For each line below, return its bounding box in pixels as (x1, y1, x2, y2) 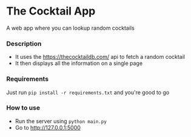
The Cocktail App (6, 4, 96, 18)
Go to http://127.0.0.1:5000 (15, 124, 81, 131)
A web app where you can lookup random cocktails (6, 24, 135, 32)
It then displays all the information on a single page (15, 59, 143, 67)
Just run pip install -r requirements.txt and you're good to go (6, 89, 170, 96)
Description (6, 39, 42, 48)
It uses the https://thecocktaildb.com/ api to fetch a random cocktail (15, 53, 186, 61)
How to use (6, 104, 41, 112)
